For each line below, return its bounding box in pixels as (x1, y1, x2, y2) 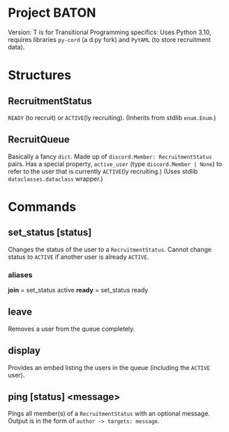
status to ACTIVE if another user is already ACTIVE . (8, 253, 149, 261)
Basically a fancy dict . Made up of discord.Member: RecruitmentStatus (8, 152, 212, 161)
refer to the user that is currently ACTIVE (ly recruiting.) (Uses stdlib (8, 167, 198, 175)
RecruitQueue (8, 134, 70, 146)
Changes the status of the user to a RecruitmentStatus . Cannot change (8, 245, 212, 253)
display (8, 345, 41, 357)
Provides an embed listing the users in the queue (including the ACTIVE (8, 363, 210, 371)
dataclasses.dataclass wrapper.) (8, 174, 103, 183)
